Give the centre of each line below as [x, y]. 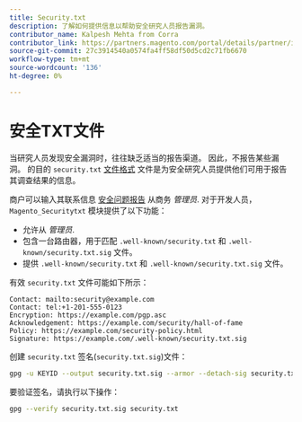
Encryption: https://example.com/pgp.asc [88, 315]
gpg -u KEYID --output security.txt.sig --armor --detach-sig [128, 374]
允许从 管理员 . [48, 229]
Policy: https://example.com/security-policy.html [106, 330]
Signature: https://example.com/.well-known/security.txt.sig [128, 338]
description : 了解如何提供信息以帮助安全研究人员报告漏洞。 [109, 26]
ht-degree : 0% [36, 76]
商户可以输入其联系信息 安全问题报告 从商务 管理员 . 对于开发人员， [133, 199]
